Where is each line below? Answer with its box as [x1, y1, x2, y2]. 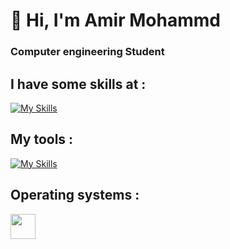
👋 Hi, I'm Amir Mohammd [10, 9, 221, 32]
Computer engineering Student [10, 45, 165, 59]
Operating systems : [10, 187, 140, 204]
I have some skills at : [10, 75, 147, 93]
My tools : [10, 131, 74, 148]
